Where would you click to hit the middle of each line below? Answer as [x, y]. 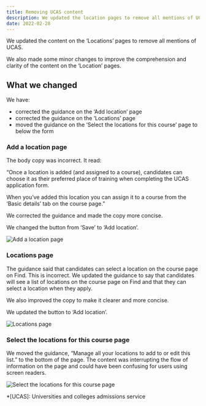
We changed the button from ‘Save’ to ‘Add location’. [73, 228]
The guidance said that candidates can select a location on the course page [102, 269]
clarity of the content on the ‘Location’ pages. [64, 66]
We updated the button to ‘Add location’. [57, 312]
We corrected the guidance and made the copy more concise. [85, 216]
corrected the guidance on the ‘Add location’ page [78, 112]
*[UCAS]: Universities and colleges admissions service [76, 397]
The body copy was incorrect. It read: [54, 161]
